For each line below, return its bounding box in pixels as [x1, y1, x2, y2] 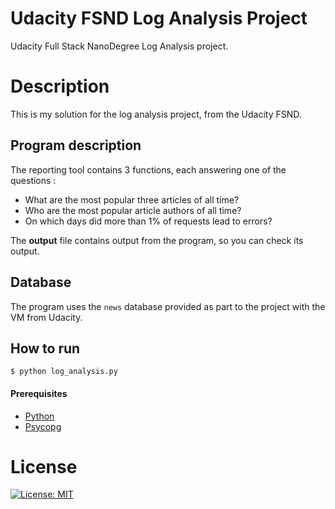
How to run [10, 340, 81, 357]
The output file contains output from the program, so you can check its [10, 234, 304, 246]
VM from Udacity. [10, 311, 83, 323]
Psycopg [24, 420, 62, 432]
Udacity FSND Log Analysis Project [10, 7, 308, 30]
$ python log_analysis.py [10, 367, 118, 377]
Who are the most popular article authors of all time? [24, 204, 242, 216]
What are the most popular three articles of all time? [24, 193, 240, 206]
